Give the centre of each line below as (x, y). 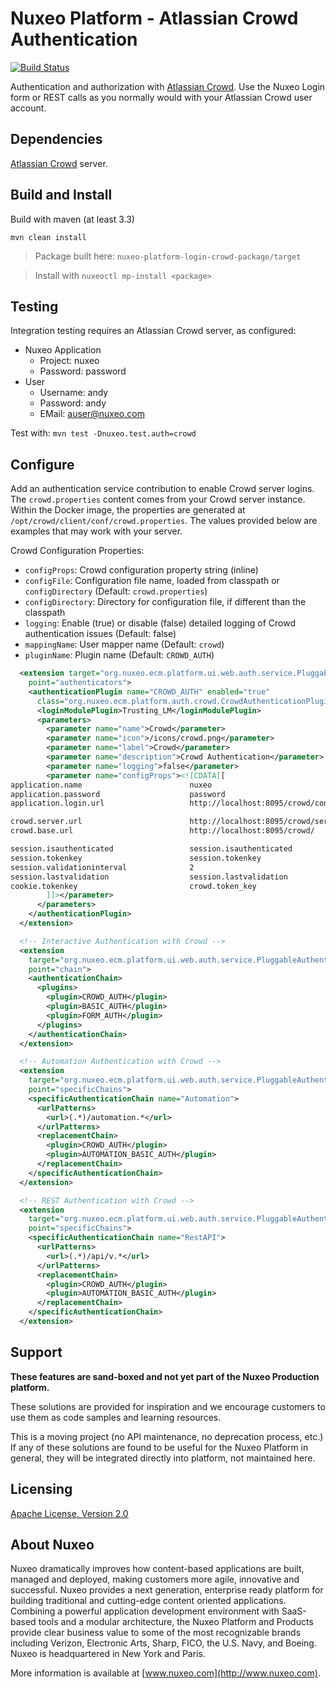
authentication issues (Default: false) (100, 634)
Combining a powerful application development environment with (145, 1611)
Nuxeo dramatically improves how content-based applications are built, (157, 1569)
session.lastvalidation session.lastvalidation (149, 877)
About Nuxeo (52, 1544)
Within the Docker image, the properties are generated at (128, 510)
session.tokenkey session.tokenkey (136, 858)
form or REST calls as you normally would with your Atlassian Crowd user (161, 97)
